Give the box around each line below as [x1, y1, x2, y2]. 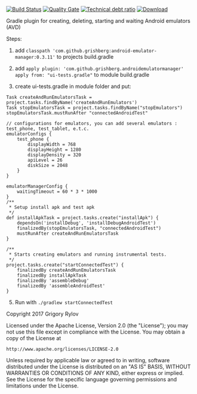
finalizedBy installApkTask [17, 272, 87, 278]
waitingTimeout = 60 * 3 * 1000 [17, 189, 97, 195]
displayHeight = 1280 [27, 147, 82, 153]
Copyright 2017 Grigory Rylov [6, 310, 79, 317]
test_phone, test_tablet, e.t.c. [6, 126, 90, 132]
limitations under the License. [6, 382, 79, 389]
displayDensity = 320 [27, 152, 82, 158]
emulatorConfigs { [6, 131, 52, 137]
